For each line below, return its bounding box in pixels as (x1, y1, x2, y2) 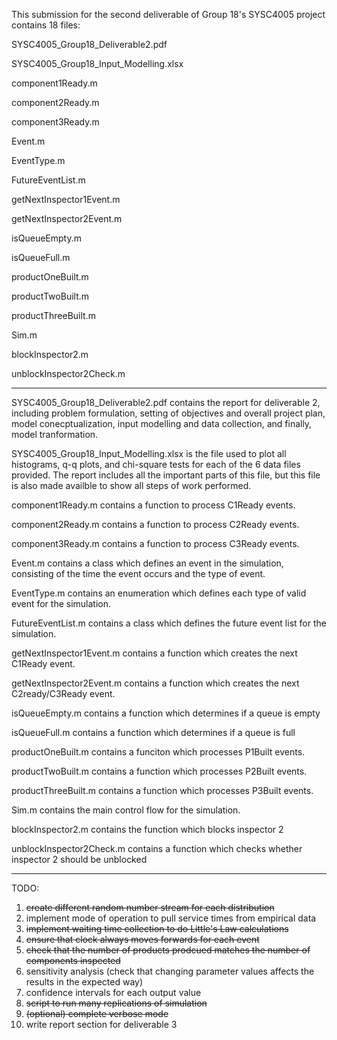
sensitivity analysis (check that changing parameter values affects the (25, 965, 315, 977)
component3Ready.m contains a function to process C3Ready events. (11, 538, 300, 549)
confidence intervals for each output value (25, 987, 202, 998)
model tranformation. (11, 429, 99, 440)
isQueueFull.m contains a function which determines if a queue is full (11, 727, 296, 738)
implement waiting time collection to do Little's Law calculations (25, 923, 289, 934)
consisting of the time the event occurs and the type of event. (11, 568, 266, 579)
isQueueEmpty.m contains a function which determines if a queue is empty (11, 707, 321, 719)
